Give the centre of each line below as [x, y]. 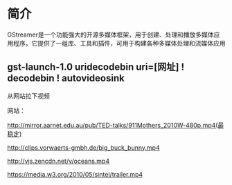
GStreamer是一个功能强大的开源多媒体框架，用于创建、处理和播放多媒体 [110, 35]
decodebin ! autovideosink [66, 78]
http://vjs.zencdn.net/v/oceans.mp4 [58, 161]
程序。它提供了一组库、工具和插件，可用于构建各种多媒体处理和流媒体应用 [119, 43]
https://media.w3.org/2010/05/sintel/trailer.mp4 [75, 174]
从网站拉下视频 [28, 96]
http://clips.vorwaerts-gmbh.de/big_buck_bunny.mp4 [84, 147]
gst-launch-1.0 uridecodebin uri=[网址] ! [96, 67]
